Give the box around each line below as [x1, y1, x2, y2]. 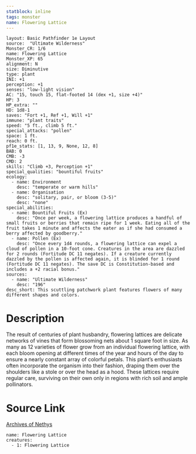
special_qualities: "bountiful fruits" [6, 169, 104, 175]
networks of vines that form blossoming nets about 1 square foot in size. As [6, 337, 188, 344]
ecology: [6, 174, 28, 180]
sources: [6, 272, 28, 277]
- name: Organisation [11, 189, 65, 195]
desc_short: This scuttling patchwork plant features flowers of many [6, 287, 183, 293]
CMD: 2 [6, 159, 22, 165]
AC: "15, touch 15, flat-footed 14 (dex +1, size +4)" [6, 92, 143, 98]
